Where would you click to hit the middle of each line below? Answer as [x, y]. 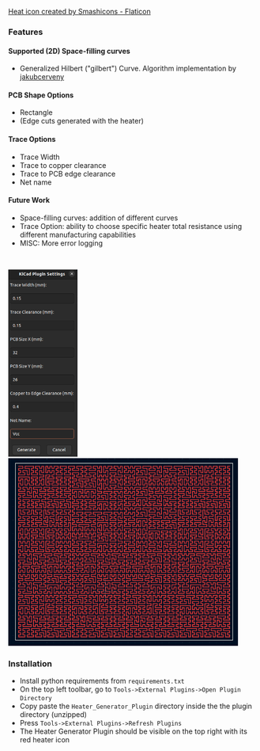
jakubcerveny [42, 77]
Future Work [29, 200]
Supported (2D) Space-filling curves [69, 51]
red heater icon [44, 740]
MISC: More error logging [61, 243]
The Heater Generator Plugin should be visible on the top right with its [133, 731]
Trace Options [32, 139]
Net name [36, 182]
